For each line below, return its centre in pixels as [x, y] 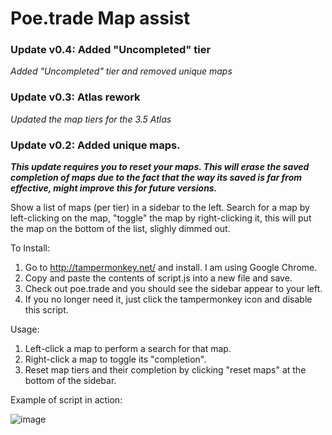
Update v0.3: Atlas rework [75, 97]
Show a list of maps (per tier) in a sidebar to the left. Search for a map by [160, 208]
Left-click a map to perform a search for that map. [128, 349]
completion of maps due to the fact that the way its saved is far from [156, 178]
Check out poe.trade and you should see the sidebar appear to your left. [173, 289]
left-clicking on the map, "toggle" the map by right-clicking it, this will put [161, 218]
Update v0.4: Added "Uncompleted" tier [111, 50]
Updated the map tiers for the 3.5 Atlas [91, 119]
